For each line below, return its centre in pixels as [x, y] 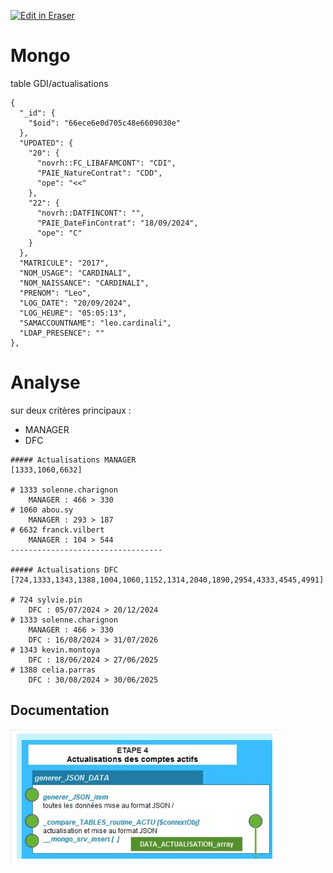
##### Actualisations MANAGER [73, 460]
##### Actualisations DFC [64, 570]
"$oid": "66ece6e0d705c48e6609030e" [105, 123]
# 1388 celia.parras [53, 670]
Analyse [45, 382]
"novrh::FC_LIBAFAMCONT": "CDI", [106, 163]
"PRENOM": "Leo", [55, 293]
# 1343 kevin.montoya [55, 650]
